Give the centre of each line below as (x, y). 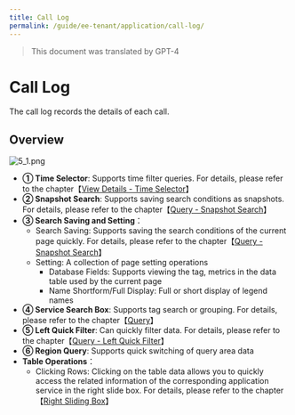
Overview (37, 139)
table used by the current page (105, 281)
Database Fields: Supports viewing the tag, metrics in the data (163, 272)
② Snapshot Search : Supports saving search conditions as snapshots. (153, 199)
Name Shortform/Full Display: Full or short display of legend (158, 291)
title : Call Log (39, 17)
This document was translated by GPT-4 (105, 51)
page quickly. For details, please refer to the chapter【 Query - (149, 241)
